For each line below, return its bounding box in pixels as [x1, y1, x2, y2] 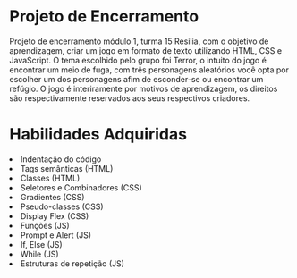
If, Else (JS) [21, 239, 63, 249]
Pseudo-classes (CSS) [21, 201, 105, 212]
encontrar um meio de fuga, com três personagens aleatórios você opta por [9, 64, 289, 75]
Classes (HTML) [21, 173, 81, 183]
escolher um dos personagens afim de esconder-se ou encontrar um [9, 73, 264, 84]
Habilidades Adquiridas [9, 124, 188, 145]
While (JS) [21, 249, 60, 259]
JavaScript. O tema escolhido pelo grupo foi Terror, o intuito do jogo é [9, 55, 267, 65]
